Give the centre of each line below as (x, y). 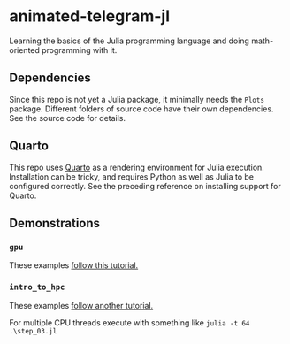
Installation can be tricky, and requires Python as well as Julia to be (132, 176)
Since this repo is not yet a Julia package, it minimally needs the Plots (137, 99)
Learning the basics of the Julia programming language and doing (130, 41)
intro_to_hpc (37, 287)
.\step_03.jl (33, 331)
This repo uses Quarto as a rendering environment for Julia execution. (137, 167)
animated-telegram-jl (90, 16)
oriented (24, 50)
